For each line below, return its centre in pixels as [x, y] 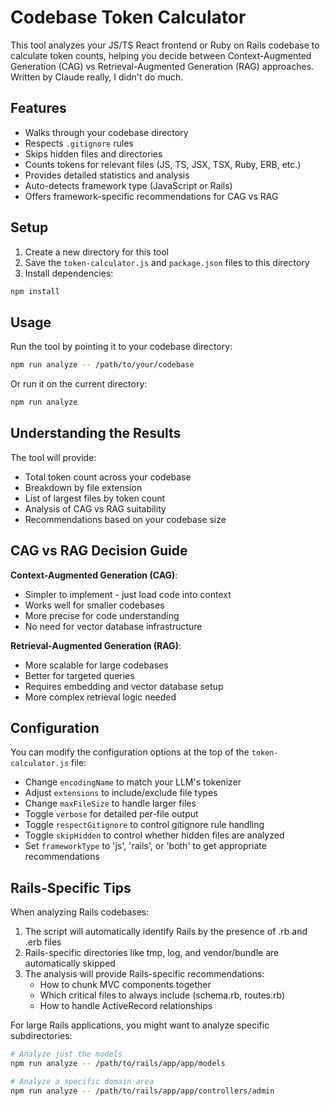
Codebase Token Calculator [128, 17]
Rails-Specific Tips [71, 887]
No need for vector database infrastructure [113, 626]
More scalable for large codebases [96, 665]
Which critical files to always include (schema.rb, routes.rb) [162, 995]
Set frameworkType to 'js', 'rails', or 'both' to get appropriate [145, 846]
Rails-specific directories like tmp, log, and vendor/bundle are [152, 953]
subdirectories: [41, 1036]
